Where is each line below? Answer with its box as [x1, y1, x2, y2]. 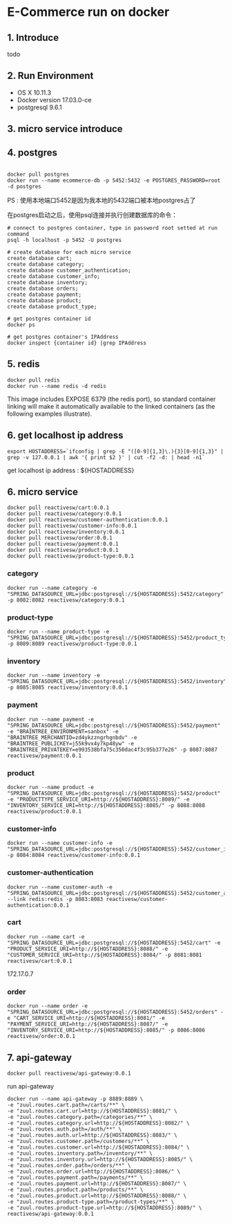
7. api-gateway [7, 1052, 72, 1064]
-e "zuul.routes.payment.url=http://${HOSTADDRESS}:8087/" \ [7, 1180, 187, 1187]
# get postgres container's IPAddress [7, 333, 119, 341]
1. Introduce [7, 32, 59, 44]
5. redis [7, 358, 40, 370]
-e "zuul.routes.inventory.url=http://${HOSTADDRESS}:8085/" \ [7, 1156, 193, 1162]
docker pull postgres [7, 171, 70, 178]
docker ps [7, 322, 36, 328]
